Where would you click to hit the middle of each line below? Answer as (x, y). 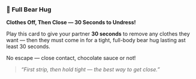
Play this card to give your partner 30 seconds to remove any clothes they (98, 34)
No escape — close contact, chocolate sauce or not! (71, 58)
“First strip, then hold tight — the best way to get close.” (90, 69)
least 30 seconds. (28, 46)
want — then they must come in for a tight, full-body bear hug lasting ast (96, 40)
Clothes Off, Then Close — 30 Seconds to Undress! (71, 23)
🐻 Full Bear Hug (29, 10)
